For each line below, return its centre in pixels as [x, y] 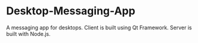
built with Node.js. [28, 33]
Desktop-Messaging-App [71, 11]
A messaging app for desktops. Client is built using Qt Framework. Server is [99, 27]
